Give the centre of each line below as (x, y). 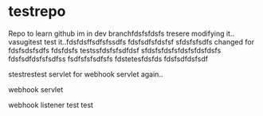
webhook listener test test (51, 105)
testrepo (37, 12)
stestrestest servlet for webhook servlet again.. (86, 74)
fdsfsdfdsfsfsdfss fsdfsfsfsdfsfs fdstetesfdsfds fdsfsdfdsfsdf (108, 59)
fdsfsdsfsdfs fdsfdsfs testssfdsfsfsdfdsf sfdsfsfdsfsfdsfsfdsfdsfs (115, 50)
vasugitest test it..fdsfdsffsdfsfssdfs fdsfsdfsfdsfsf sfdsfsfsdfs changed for (131, 41)
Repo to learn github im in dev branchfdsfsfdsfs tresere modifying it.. (122, 33)
